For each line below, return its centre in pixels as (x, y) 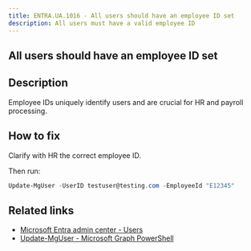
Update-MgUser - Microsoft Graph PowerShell (97, 238)
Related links (41, 211)
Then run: (24, 171)
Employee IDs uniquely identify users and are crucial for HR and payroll (126, 102)
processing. (28, 111)
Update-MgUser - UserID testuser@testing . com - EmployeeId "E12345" (121, 185)
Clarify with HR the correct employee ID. (75, 155)
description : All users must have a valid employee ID (102, 23)
